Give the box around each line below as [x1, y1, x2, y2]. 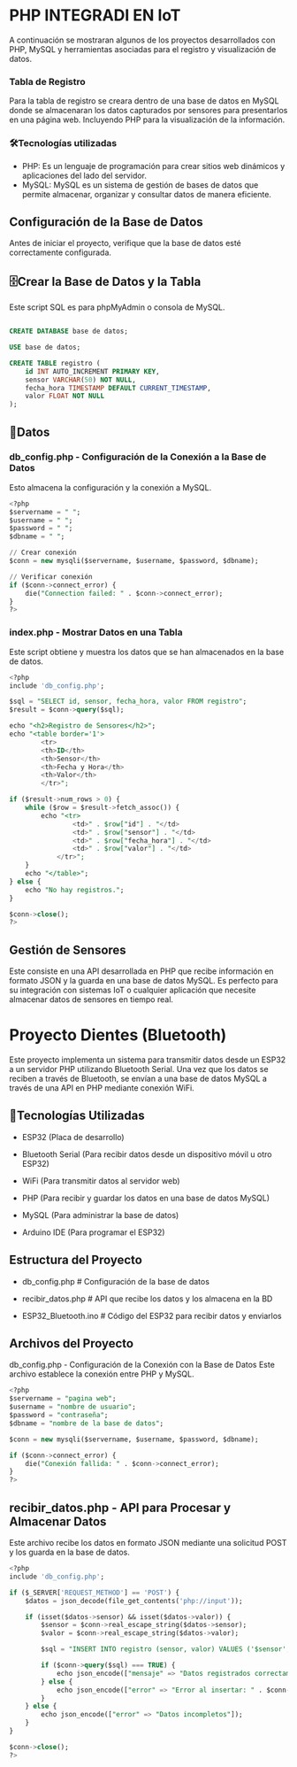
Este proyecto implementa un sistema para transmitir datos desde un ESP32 [9, 1054, 286, 1065]
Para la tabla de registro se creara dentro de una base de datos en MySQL [9, 96, 280, 106]
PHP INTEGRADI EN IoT [9, 5, 181, 26]
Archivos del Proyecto [9, 1336, 134, 1351]
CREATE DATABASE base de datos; [9, 327, 128, 336]
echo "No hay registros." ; [25, 885, 125, 894]
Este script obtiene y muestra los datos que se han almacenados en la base [9, 646, 285, 657]
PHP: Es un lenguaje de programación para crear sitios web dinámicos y [21, 160, 286, 171]
